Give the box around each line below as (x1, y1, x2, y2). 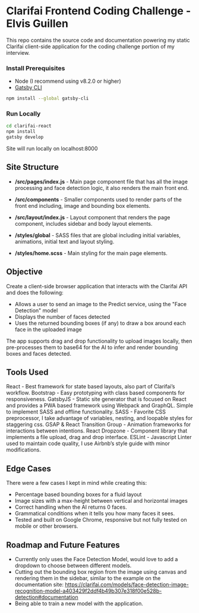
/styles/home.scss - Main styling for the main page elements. (14, 249, 168, 257)
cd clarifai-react (6, 123, 52, 129)
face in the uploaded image (14, 326, 82, 333)
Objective (6, 267, 43, 277)
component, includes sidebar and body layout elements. (14, 220, 153, 227)
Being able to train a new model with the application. (14, 600, 144, 607)
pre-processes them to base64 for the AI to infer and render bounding (6, 344, 178, 351)
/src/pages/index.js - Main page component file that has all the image (14, 178, 188, 185)
